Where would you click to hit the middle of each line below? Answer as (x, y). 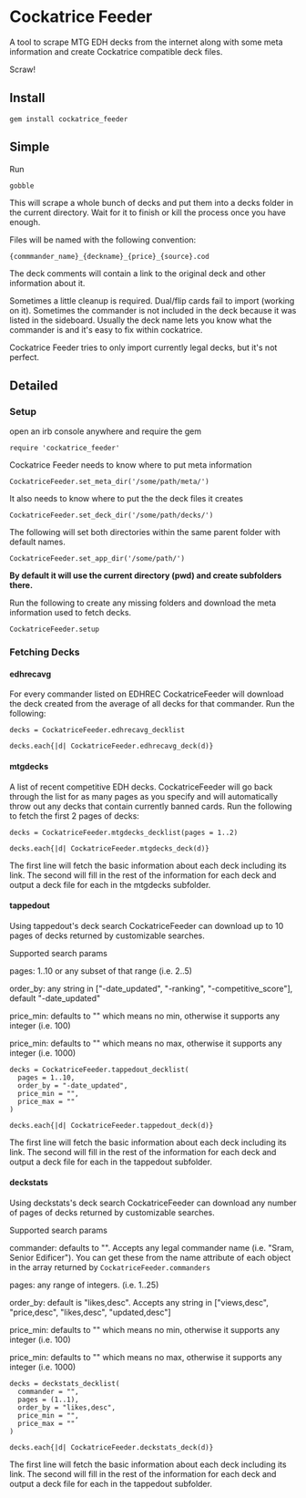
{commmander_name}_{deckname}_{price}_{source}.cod (109, 256)
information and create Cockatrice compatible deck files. (116, 51)
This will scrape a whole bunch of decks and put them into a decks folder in (152, 202)
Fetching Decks (45, 652)
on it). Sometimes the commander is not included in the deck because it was (153, 310)
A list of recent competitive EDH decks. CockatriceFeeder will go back (141, 787)
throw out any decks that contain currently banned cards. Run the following (151, 806)
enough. (25, 222)
